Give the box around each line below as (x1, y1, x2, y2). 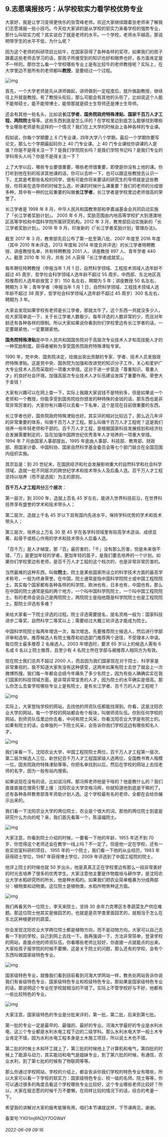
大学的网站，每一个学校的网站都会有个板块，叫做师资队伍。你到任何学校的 (9, 709, 163, 715)
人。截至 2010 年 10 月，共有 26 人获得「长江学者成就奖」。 (5, 254, 127, 260)
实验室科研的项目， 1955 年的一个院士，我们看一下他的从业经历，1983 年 (9, 847, 160, 853)
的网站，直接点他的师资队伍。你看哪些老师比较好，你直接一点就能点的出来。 (5, 939, 163, 945)
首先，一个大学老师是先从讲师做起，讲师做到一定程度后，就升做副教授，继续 (5, 87, 163, 94)
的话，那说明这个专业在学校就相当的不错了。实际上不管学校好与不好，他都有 (5, 985, 163, 991)
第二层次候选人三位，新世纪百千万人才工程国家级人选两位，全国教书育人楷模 (5, 755, 163, 761)
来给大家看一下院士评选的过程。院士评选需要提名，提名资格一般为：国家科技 (5, 611, 163, 617)
